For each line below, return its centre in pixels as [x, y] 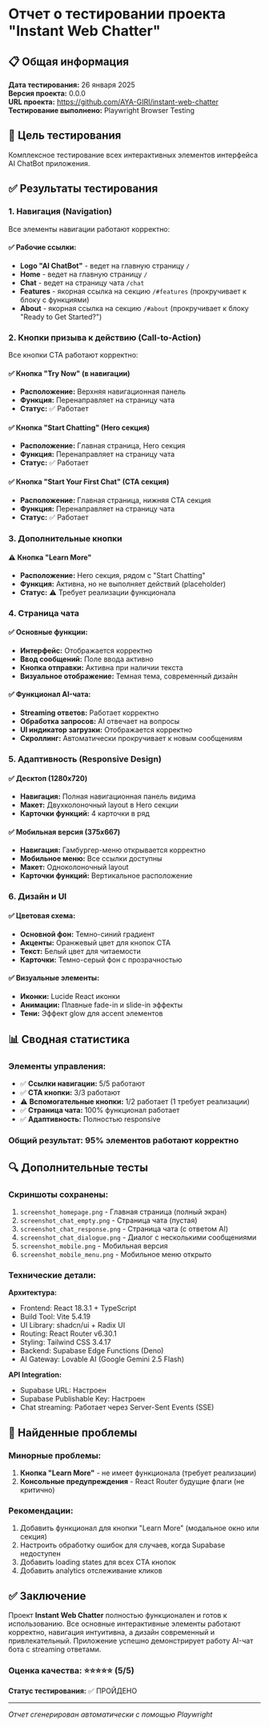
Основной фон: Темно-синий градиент [87, 934]
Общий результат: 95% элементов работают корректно [123, 1141]
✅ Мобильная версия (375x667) [64, 831]
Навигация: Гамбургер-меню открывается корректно [112, 850]
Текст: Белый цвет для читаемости [80, 951]
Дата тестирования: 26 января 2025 [72, 85]
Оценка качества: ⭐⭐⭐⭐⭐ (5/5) [71, 1671]
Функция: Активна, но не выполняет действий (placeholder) [123, 584]
